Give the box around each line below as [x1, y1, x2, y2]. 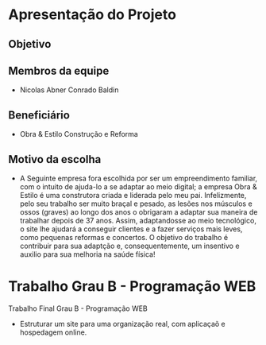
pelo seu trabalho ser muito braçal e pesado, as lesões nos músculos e [19, 199, 253, 208]
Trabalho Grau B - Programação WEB [8, 277, 256, 296]
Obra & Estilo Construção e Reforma [19, 130, 139, 139]
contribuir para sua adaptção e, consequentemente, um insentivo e [19, 241, 240, 251]
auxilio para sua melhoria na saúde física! [19, 250, 156, 259]
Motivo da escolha [8, 153, 102, 166]
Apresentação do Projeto [8, 6, 177, 24]
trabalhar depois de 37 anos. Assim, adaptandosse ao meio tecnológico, [19, 216, 256, 226]
